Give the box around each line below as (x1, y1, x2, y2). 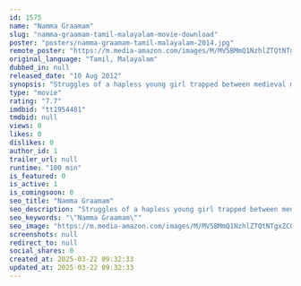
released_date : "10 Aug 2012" (9, 72, 123, 81)
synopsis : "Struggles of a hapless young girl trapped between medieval (9, 80, 287, 89)
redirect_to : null (9, 238, 78, 247)
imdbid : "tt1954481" (9, 105, 87, 114)
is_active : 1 (9, 180, 58, 189)
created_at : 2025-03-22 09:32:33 (9, 255, 134, 264)
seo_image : (9, 221, 50, 230)
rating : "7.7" (9, 96, 63, 106)
